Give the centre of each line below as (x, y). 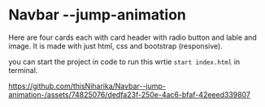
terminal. (23, 70)
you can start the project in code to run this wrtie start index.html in (124, 62)
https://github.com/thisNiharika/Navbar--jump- (87, 86)
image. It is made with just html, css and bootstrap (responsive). (116, 45)
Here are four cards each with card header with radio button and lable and (133, 37)
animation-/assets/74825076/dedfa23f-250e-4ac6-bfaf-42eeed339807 (129, 94)
